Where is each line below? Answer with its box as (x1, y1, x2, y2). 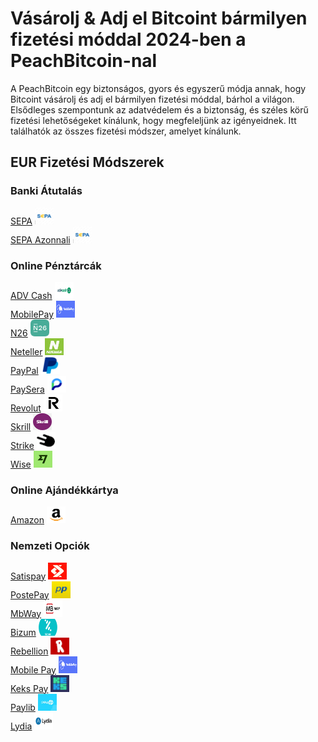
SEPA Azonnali (10, 233, 71, 246)
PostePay (10, 588, 50, 601)
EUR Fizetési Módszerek (10, 154, 165, 171)
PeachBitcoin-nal (10, 50, 158, 72)
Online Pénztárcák (10, 258, 102, 272)
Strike (10, 439, 35, 451)
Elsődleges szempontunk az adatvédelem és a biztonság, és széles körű (10, 103, 309, 116)
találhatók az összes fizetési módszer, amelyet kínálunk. (10, 125, 242, 137)
